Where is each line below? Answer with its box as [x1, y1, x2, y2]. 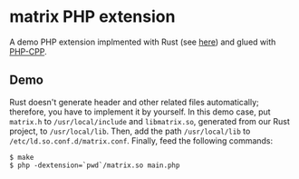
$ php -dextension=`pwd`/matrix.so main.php [9, 161, 180, 170]
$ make [9, 153, 34, 162]
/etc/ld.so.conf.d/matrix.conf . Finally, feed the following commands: [9, 134, 274, 146]
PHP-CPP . [9, 45, 47, 56]
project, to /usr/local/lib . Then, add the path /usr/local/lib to [9, 125, 251, 136]
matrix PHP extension [9, 6, 176, 27]
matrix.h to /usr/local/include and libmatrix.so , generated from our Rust [9, 115, 290, 126]
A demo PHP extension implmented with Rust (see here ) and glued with [9, 36, 276, 47]
